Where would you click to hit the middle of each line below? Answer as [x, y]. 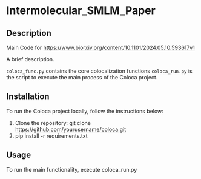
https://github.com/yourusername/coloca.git [70, 129]
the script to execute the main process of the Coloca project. [82, 77]
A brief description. [30, 59]
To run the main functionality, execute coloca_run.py [72, 169]
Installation [28, 97]
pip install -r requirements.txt [51, 136]
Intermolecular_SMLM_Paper [81, 11]
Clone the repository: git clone [53, 123]
